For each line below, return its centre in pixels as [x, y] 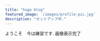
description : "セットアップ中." [36, 19]
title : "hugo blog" [25, 10]
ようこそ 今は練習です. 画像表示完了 [43, 34]
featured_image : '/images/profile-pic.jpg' [50, 14]
